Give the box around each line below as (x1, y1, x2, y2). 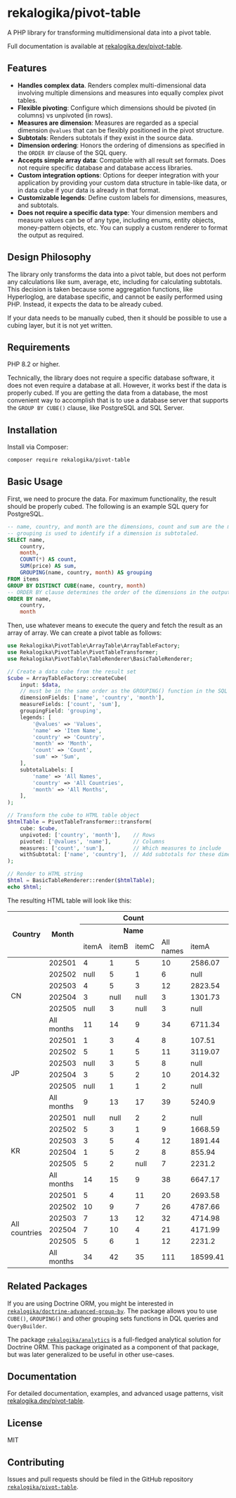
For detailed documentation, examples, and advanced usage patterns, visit (7, 1389, 223, 1398)
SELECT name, (7, 536, 46, 543)
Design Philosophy (7, 252, 91, 264)
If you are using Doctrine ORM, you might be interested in (7, 1299, 174, 1308)
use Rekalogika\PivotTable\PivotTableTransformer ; (7, 649, 159, 656)
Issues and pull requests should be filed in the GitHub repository (7, 1475, 193, 1483)
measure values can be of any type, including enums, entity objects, (17, 216, 216, 224)
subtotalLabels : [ (20, 766, 74, 773)
